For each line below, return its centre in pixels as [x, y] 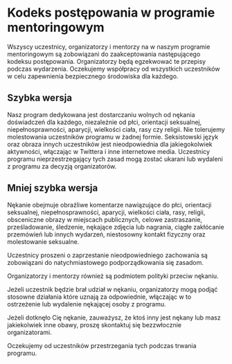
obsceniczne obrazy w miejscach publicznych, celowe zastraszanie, [105, 219]
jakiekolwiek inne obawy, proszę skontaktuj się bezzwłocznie [95, 324]
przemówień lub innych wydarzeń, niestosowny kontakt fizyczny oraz [106, 234]
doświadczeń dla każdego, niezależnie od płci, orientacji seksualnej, [105, 122]
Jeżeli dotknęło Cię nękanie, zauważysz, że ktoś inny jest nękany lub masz [114, 318]
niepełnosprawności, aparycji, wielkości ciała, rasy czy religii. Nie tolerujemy [116, 129]
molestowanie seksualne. [43, 241]
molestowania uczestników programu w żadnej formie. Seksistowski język [113, 137]
